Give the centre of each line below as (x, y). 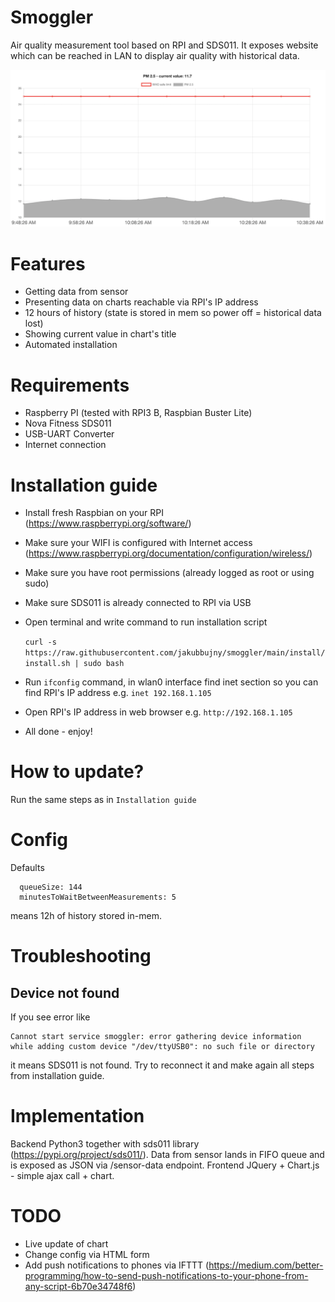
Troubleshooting (81, 956)
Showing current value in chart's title (100, 334)
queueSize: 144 (51, 887)
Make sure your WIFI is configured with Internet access (138, 543)
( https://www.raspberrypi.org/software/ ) (108, 523)
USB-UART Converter (69, 434)
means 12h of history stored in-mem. (86, 916)
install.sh (47, 664)
